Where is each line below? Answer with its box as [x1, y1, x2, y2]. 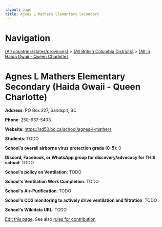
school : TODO [5, 160, 34, 166]
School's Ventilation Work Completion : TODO [5, 178, 99, 185]
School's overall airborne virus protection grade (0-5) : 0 [5, 145, 121, 151]
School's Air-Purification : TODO [5, 188, 72, 194]
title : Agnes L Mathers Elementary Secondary [5, 12, 99, 17]
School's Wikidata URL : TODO [5, 207, 67, 213]
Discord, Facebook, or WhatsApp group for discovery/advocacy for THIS [5, 155, 156, 160]
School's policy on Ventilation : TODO [5, 169, 82, 175]
